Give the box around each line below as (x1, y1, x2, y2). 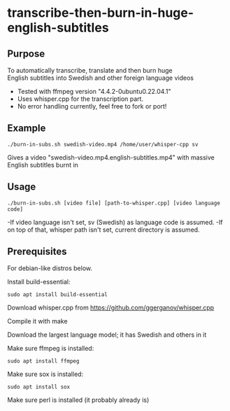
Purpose (7, 48, 45, 60)
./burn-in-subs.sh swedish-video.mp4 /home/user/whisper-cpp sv (7, 141, 199, 148)
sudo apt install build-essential (7, 291, 108, 298)
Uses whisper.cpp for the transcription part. (17, 95, 144, 103)
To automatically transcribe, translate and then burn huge (7, 67, 173, 74)
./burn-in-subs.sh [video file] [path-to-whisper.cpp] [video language (7, 200, 220, 207)
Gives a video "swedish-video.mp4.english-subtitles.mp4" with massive (7, 153, 215, 162)
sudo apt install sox (7, 384, 71, 391)
